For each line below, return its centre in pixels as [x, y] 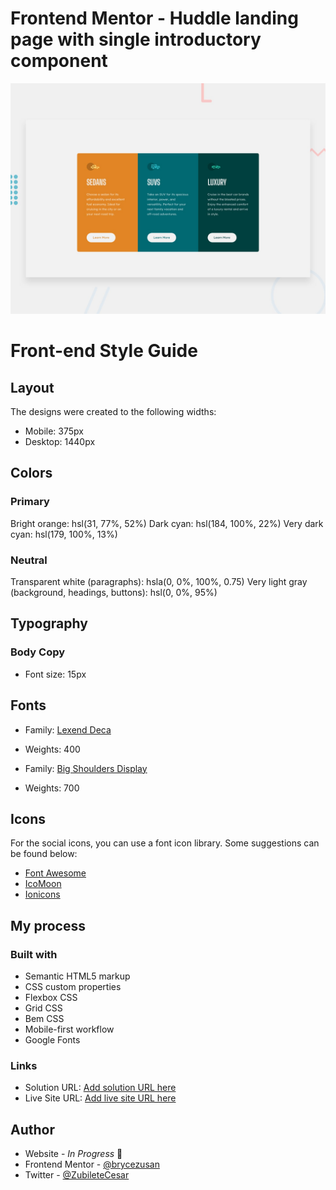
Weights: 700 [52, 788]
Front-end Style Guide [104, 351]
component [59, 61]
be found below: [44, 854]
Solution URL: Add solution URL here [100, 1088]
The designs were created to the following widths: [113, 412]
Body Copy [38, 652]
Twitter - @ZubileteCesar [77, 1175]
